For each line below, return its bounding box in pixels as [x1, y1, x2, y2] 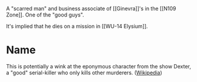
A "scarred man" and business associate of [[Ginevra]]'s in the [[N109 [6, 5, 176, 12]
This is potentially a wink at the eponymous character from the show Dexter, [6, 63, 192, 70]
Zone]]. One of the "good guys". [6, 11, 84, 18]
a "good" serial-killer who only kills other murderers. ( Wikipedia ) [6, 69, 162, 76]
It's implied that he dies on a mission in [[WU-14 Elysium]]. [6, 23, 149, 29]
